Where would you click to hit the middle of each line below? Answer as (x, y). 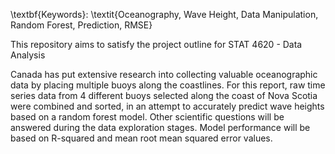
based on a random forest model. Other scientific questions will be (147, 117)
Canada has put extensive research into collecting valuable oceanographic (164, 74)
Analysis (28, 55)
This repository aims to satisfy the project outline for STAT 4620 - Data (156, 44)
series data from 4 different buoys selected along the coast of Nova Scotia (164, 95)
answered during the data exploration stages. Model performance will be (160, 127)
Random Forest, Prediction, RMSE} (81, 25)
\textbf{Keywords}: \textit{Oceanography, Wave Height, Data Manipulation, (164, 14)
